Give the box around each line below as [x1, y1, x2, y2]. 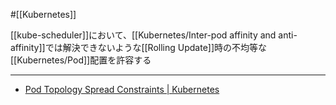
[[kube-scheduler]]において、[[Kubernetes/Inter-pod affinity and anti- [10, 29, 298, 41]
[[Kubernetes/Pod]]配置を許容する [10, 54, 152, 66]
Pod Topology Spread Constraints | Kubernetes [24, 84, 220, 95]
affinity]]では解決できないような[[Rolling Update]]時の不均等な [10, 42, 268, 53]
